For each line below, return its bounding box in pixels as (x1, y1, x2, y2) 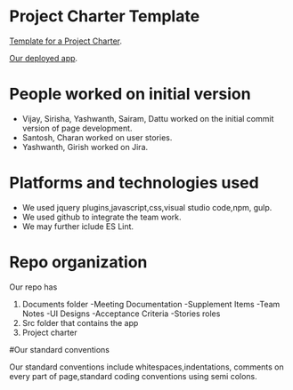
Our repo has (9, 282, 58, 292)
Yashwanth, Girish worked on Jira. (21, 141, 149, 152)
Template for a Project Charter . (9, 36, 123, 46)
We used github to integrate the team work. (21, 211, 182, 222)
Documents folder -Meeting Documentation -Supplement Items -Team (21, 298, 281, 309)
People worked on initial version (9, 84, 251, 104)
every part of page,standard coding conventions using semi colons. (9, 370, 258, 381)
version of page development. (21, 123, 133, 133)
